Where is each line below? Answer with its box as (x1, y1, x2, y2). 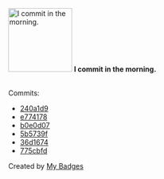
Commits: (8, 88, 40, 98)
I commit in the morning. (73, 64, 157, 74)
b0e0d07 (19, 121, 50, 130)
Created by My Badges (8, 161, 84, 170)
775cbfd (19, 146, 48, 155)
